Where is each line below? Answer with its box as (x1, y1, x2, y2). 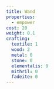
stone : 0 (11, 57, 33, 63)
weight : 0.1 (6, 30, 35, 36)
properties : (6, 14, 35, 20)
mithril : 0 (11, 69, 38, 74)
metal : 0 (11, 52, 33, 58)
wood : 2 (11, 47, 31, 53)
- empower (11, 19, 35, 25)
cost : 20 (6, 25, 28, 31)
